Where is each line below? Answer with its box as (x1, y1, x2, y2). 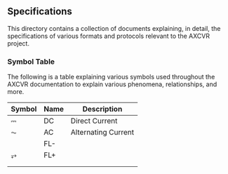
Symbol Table (7, 56, 55, 66)
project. (7, 39, 30, 48)
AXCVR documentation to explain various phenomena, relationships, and (7, 80, 217, 88)
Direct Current (70, 116, 118, 126)
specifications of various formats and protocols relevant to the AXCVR (7, 32, 210, 40)
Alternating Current (70, 128, 135, 138)
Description (82, 105, 123, 114)
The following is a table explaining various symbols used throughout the (7, 73, 215, 81)
